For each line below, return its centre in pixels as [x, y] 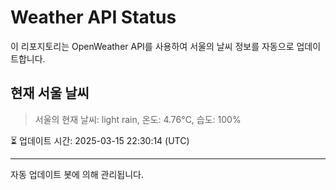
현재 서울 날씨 [50, 93]
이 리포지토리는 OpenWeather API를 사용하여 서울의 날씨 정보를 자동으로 [152, 46]
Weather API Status [93, 17]
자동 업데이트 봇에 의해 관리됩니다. [77, 174]
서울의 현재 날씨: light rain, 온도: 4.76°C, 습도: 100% [138, 119]
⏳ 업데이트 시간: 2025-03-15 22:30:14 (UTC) [100, 140]
